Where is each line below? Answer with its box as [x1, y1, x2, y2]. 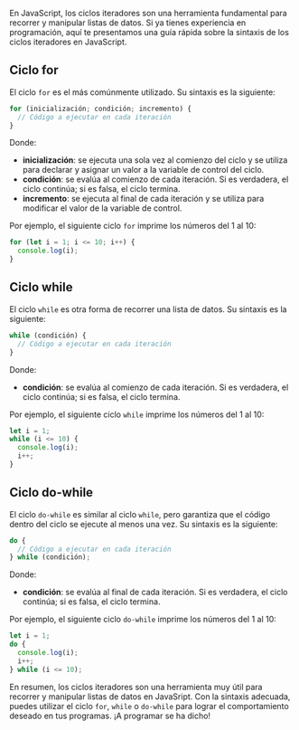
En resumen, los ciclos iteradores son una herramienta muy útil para [9, 681, 263, 692]
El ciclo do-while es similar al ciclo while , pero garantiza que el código [9, 508, 271, 519]
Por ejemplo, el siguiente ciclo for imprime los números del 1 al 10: [9, 221, 257, 232]
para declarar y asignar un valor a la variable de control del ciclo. [22, 165, 265, 175]
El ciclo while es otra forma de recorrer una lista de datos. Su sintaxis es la [9, 303, 287, 315]
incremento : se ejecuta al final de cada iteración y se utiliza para [22, 194, 265, 204]
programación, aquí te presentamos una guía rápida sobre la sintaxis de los [9, 27, 289, 37]
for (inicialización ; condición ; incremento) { [9, 104, 192, 113]
